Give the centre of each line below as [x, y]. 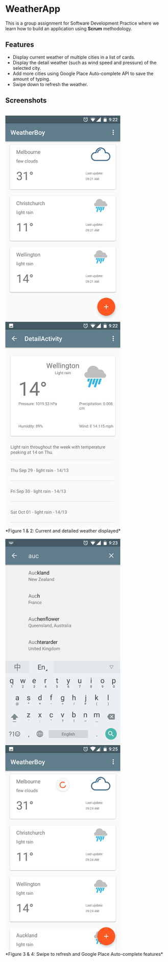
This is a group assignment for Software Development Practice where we [82, 23]
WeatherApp [33, 9]
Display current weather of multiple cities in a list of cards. [74, 57]
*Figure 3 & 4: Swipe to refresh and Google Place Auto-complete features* [84, 954]
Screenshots [26, 101]
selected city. [27, 68]
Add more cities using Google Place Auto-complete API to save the [83, 73]
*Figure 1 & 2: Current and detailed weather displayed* [63, 531]
